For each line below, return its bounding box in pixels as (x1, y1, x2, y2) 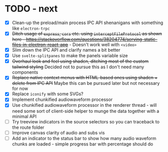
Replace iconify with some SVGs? (12, 91, 83, 97)
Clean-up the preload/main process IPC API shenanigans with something (12, 20, 163, 26)
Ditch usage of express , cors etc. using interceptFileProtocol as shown (12, 31, 162, 37)
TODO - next (5, 3, 58, 15)
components (12, 69, 38, 75)
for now (12, 86, 29, 92)
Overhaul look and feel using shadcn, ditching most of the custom (12, 58, 149, 64)
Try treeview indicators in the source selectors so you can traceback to (12, 118, 159, 124)
